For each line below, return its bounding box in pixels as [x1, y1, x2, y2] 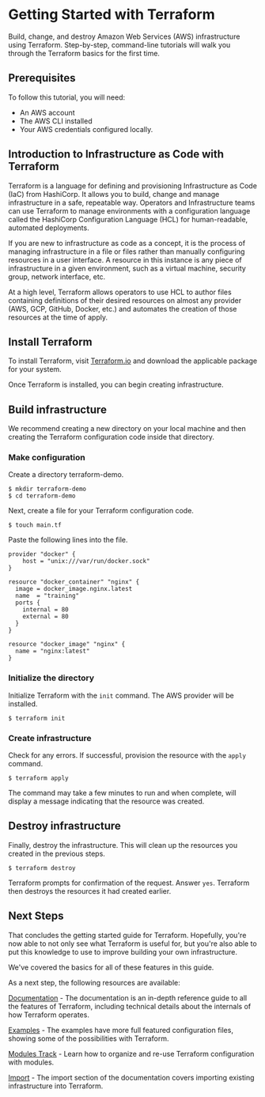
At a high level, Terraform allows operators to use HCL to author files [8, 287, 232, 297]
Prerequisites [8, 71, 76, 85]
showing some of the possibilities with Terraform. [8, 1034, 169, 1043]
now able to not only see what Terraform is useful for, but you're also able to [8, 939, 257, 948]
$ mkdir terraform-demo [8, 485, 87, 494]
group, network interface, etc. [8, 271, 106, 282]
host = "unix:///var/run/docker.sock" [22, 558, 150, 566]
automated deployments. [8, 223, 89, 233]
